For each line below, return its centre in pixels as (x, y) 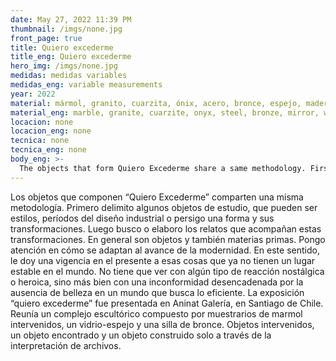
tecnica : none (40, 141)
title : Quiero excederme (62, 47)
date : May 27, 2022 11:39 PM (71, 19)
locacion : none (42, 122)
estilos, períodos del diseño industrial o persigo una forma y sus (142, 218)
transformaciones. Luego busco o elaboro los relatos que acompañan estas (166, 228)
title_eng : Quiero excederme (71, 57)
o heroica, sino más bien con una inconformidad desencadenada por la (157, 282)
